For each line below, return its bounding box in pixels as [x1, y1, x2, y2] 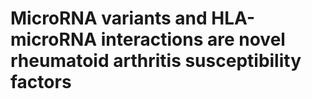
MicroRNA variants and [10, 7, 208, 30]
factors [10, 71, 72, 94]
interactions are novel [100, 28, 286, 51]
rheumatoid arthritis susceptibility [10, 50, 302, 72]
